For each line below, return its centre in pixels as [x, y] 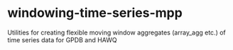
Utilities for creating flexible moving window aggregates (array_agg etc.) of [116, 32]
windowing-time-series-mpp [95, 13]
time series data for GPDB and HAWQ [62, 39]
